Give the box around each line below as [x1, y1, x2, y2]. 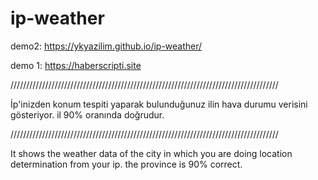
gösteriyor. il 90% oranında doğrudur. [10, 108, 165, 121]
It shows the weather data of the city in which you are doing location [10, 147, 293, 159]
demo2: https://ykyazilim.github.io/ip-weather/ [10, 40, 203, 52]
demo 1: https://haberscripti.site [10, 59, 142, 71]
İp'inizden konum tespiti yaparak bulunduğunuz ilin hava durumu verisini [10, 98, 308, 110]
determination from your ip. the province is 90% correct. [10, 158, 243, 170]
